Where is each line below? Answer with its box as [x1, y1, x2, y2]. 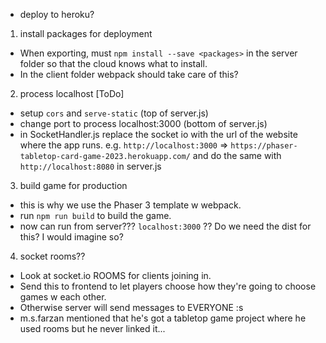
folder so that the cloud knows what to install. [19, 58, 208, 69]
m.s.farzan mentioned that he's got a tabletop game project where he [19, 312, 307, 324]
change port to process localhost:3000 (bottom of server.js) [19, 118, 268, 129]
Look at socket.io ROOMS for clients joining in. [19, 270, 212, 281]
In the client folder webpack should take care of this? [19, 69, 239, 80]
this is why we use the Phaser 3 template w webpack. [19, 199, 242, 211]
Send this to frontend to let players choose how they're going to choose [19, 280, 317, 292]
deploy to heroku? [19, 9, 95, 20]
